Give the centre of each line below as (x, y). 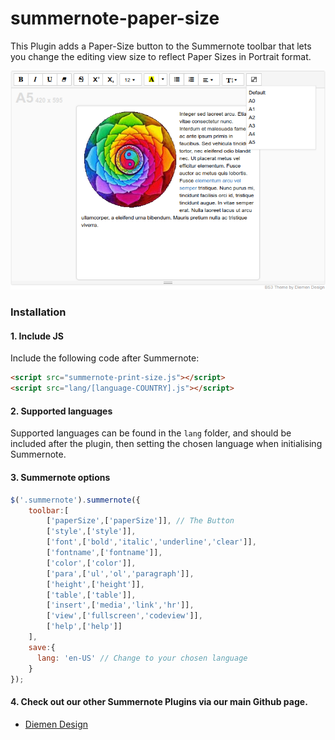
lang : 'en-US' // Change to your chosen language (142, 658)
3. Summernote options (60, 478)
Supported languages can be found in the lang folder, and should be (151, 433)
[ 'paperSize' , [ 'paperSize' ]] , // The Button (140, 521)
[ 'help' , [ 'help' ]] (84, 627)
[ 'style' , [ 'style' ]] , (91, 532)
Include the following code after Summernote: (105, 358)
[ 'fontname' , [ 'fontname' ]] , (104, 553)
